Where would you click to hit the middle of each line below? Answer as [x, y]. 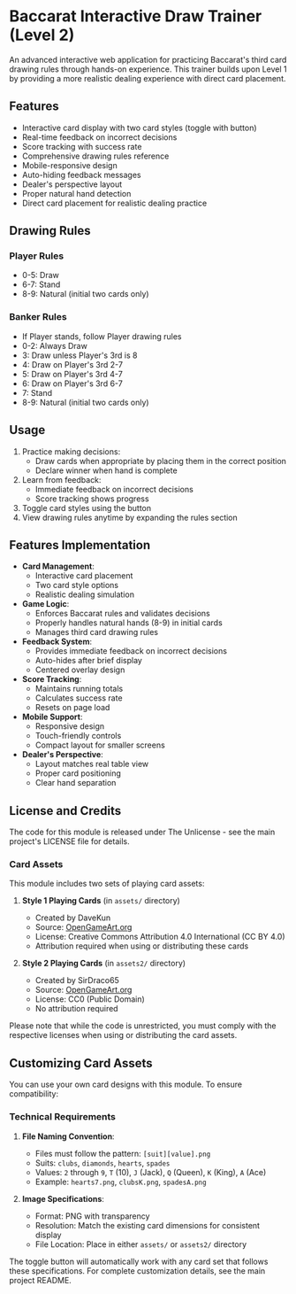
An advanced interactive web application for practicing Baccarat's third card [148, 59]
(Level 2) [42, 35]
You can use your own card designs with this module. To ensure [126, 1085]
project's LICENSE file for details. [69, 841]
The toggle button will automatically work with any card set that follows [139, 1261]
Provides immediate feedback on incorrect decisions [131, 651]
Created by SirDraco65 [77, 980]
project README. [41, 1280]
